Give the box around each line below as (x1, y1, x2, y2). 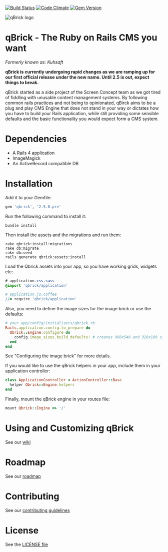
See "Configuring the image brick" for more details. (5, 353, 111, 359)
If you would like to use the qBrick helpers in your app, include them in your (5, 363, 161, 369)
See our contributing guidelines (5, 507, 70, 513)
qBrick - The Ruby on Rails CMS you (5, 32, 157, 44)
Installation (5, 178, 53, 190)
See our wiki (5, 439, 31, 445)
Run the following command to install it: (5, 213, 86, 219)
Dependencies (5, 133, 67, 145)
